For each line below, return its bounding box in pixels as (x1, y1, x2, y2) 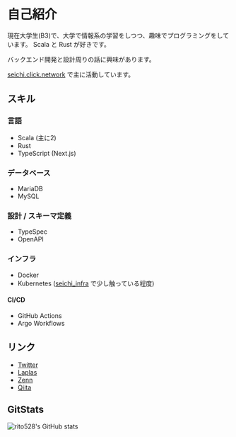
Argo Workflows (17, 319, 65, 327)
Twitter (17, 361, 39, 369)
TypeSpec (17, 227, 48, 236)
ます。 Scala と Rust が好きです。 (13, 40, 111, 48)
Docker (17, 271, 40, 279)
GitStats (7, 403, 45, 415)
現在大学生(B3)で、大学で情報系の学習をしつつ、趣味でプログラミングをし (7, 31, 223, 40)
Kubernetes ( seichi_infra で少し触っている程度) (17, 279, 155, 288)
